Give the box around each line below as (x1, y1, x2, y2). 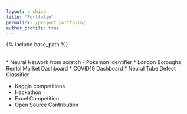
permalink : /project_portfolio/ (6, 19, 86, 25)
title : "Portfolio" (6, 14, 54, 20)
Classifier (6, 71, 29, 78)
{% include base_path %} (6, 41, 68, 48)
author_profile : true (6, 25, 60, 31)
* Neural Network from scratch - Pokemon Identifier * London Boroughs (6, 59, 181, 66)
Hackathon (14, 89, 42, 96)
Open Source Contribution (14, 101, 78, 109)
